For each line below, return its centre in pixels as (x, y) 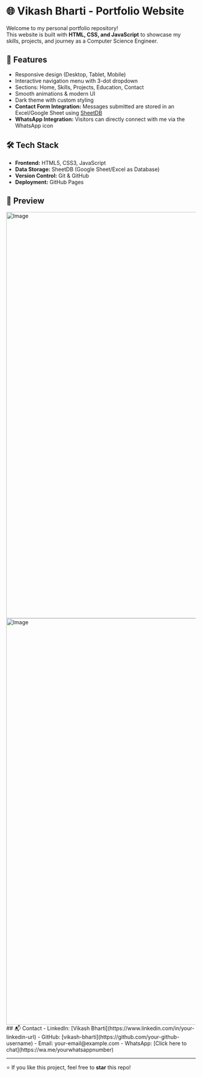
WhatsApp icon (34, 125)
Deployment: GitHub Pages (49, 182)
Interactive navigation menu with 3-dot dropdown (76, 81)
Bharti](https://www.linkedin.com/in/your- (143, 1028)
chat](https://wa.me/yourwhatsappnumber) (60, 1050)
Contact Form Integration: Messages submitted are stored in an (94, 106)
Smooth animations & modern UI (55, 93)
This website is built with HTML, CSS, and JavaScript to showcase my (94, 34)
